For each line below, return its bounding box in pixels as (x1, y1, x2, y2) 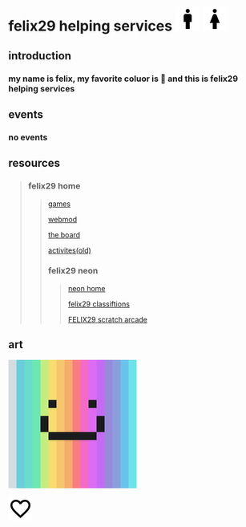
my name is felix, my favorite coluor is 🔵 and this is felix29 (8, 73, 239, 84)
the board (47, 229, 81, 239)
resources (8, 156, 60, 170)
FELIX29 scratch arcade (67, 314, 148, 324)
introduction (8, 49, 72, 63)
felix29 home (27, 180, 81, 192)
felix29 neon (47, 266, 99, 277)
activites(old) (47, 245, 92, 255)
